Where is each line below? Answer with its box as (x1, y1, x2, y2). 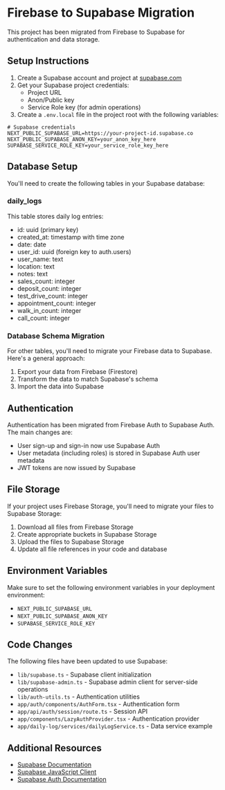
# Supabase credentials (7, 123, 76, 131)
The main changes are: (7, 428, 73, 436)
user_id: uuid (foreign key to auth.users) (17, 247, 132, 255)
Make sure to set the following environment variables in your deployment (7, 583, 215, 591)
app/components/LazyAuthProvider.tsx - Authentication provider (17, 715, 199, 723)
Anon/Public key (27, 96, 75, 104)
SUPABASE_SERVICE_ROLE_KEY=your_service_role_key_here (7, 142, 169, 149)
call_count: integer (17, 314, 71, 322)
